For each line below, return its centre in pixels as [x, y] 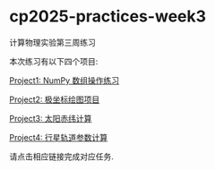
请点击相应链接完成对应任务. [62, 156]
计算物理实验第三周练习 [52, 42]
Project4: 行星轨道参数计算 [59, 137]
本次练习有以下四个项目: [54, 61]
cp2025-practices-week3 [108, 17]
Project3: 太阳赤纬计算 [51, 118]
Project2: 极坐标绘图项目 [55, 99]
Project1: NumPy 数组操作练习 [64, 80]
